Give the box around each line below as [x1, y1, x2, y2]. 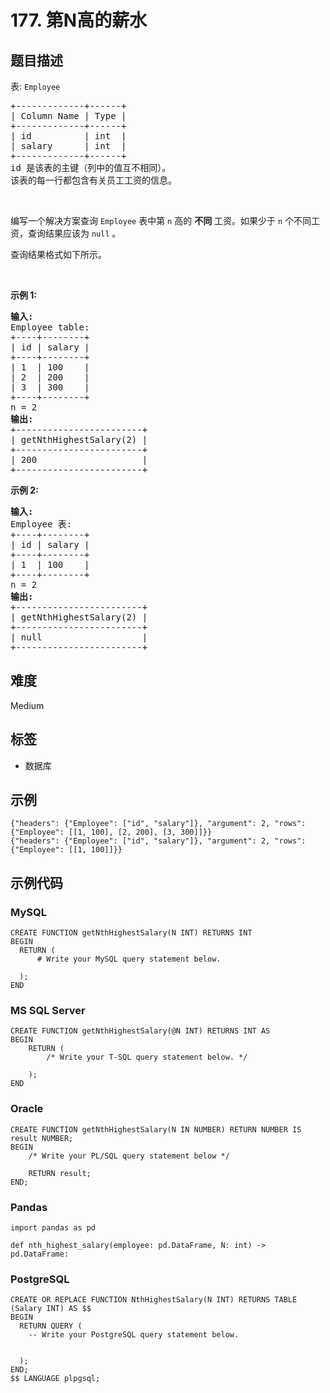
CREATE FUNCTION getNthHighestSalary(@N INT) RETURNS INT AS [10, 1026, 271, 1036]
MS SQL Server [10, 1004, 86, 1018]
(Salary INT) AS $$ [10, 1304, 92, 1314]
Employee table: [10, 322, 90, 333]
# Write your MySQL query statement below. [36, 954, 222, 965]
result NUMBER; [10, 1133, 74, 1143]
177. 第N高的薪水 [10, 9, 148, 32]
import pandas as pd [10, 1223, 97, 1233]
